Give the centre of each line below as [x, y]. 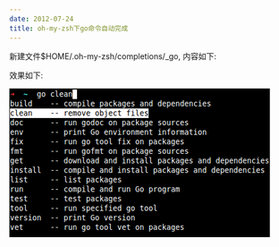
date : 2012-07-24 [42, 19]
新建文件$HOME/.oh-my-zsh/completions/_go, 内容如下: [113, 56]
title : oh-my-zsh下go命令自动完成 [69, 28]
